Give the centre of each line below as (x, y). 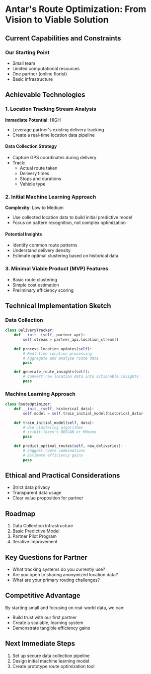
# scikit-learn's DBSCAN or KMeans (60, 432)
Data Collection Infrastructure (43, 526)
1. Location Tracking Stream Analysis (51, 109)
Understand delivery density (41, 250)
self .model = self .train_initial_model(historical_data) (83, 413)
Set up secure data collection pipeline (51, 656)
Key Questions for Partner (46, 557)
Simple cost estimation (36, 285)
